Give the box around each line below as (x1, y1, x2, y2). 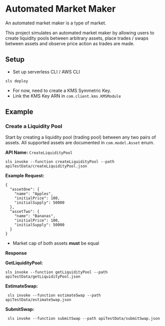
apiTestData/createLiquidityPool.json (5, 164, 87, 169)
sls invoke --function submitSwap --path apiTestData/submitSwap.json (7, 316, 160, 321)
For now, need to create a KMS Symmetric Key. (12, 87, 112, 93)
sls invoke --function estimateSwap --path (7, 293, 101, 298)
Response (5, 250, 27, 256)
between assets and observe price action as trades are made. (5, 40, 135, 46)
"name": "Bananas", (14, 214, 56, 219)
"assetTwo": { (10, 209, 40, 214)
